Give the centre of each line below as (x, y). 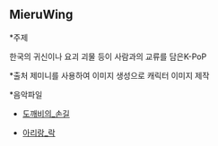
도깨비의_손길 (46, 113)
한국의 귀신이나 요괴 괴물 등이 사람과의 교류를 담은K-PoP (108, 56)
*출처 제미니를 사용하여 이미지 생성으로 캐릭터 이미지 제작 (109, 75)
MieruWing (41, 15)
